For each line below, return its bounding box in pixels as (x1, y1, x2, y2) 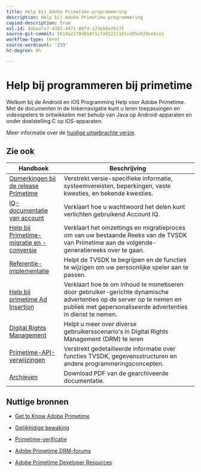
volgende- (126, 238, 157, 247)
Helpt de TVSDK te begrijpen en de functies (63, 255, 187, 263)
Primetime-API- (9, 348, 56, 356)
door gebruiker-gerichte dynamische (63, 287, 169, 296)
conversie (9, 246, 37, 254)
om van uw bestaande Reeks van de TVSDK (63, 231, 187, 239)
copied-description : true (6, 20, 71, 26)
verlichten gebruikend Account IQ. (63, 210, 160, 218)
